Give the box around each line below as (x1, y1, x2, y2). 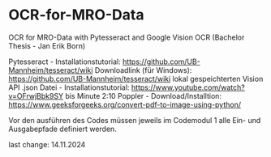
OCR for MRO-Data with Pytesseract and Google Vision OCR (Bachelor (8, 32, 245, 42)
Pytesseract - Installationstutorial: (8, 57, 121, 66)
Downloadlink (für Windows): (94, 65, 192, 74)
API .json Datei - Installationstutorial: (8, 83, 130, 92)
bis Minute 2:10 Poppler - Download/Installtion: (64, 91, 222, 100)
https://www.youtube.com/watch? (131, 83, 245, 92)
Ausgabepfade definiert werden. (8, 124, 118, 134)
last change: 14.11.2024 (8, 139, 86, 149)
